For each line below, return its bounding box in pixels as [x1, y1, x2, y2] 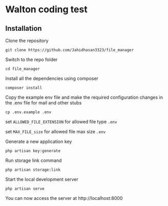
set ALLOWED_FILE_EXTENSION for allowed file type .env [5, 119, 117, 125]
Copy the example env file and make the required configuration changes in [5, 94, 163, 100]
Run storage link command [5, 157, 62, 163]
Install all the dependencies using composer [5, 75, 99, 81]
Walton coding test [5, 4, 88, 15]
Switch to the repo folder [5, 56, 58, 63]
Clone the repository [5, 37, 49, 44]
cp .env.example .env [5, 110, 52, 115]
